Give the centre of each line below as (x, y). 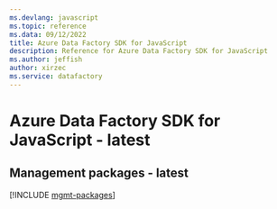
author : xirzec (38, 68)
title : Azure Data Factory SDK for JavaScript (98, 43)
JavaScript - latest (80, 140)
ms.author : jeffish (46, 59)
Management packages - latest (99, 173)
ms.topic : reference (48, 26)
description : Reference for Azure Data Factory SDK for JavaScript (139, 51)
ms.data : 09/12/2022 (48, 34)
